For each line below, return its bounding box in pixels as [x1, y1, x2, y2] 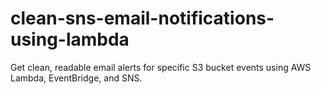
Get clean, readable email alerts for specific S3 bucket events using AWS [10, 61, 312, 73]
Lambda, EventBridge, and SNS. [10, 72, 143, 84]
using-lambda [10, 28, 130, 51]
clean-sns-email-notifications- [10, 7, 275, 30]
